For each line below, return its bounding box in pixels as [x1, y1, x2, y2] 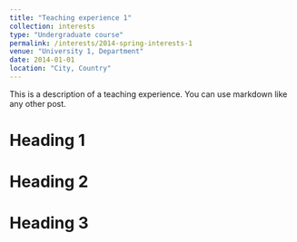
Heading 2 [9, 171, 89, 192]
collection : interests [9, 22, 95, 31]
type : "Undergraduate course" [9, 30, 124, 39]
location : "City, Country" [9, 64, 112, 73]
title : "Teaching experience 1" [9, 13, 132, 23]
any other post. [9, 98, 66, 109]
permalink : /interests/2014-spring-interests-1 [9, 38, 193, 48]
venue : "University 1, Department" [9, 47, 144, 56]
